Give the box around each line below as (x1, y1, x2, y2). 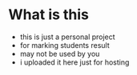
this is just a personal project (19, 32, 115, 41)
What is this (8, 6, 90, 24)
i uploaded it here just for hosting (19, 57, 130, 67)
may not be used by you (19, 49, 100, 58)
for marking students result (19, 40, 110, 49)
